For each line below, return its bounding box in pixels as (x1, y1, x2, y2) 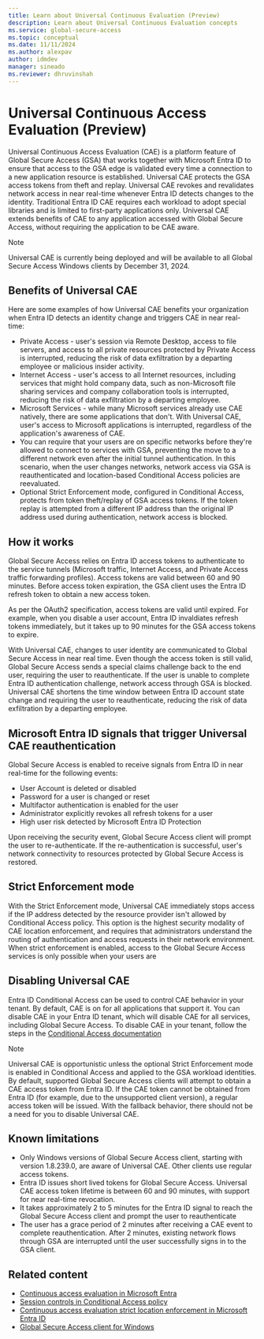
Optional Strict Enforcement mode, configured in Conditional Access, (19, 488, 244, 497)
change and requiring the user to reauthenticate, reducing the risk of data (8, 695, 247, 705)
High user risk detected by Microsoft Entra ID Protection (19, 817, 203, 826)
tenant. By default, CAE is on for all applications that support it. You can (8, 1003, 240, 1013)
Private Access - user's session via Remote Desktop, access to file (19, 336, 237, 347)
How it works (8, 535, 74, 548)
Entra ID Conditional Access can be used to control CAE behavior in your (8, 995, 244, 1004)
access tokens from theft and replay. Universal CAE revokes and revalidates (8, 180, 255, 190)
